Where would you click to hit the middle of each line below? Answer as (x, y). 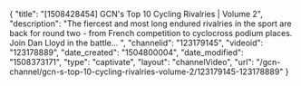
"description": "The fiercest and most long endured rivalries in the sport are (150, 24)
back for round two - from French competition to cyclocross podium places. (151, 33)
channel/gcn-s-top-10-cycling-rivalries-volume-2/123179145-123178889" (146, 72)
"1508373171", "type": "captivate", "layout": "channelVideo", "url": (132, 62)
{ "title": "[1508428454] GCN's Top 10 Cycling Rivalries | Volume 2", (136, 14)
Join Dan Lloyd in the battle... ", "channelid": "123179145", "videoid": (136, 43)
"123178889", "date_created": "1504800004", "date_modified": (126, 53)
